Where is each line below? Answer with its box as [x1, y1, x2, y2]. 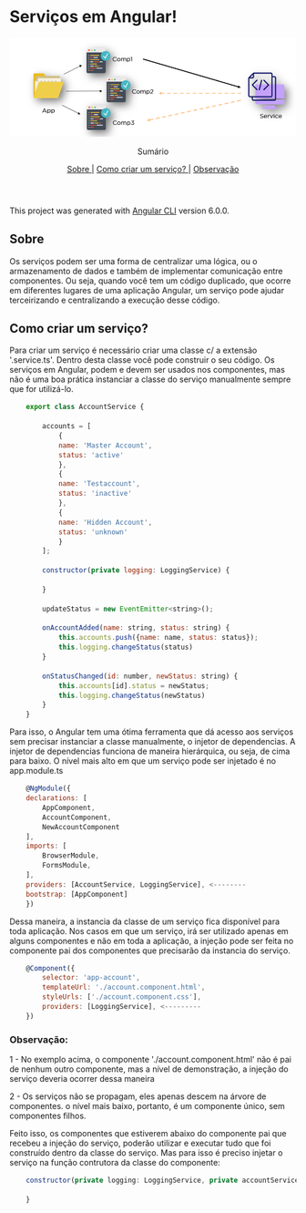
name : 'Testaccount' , [57, 479, 141, 488]
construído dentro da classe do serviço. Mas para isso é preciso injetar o [9, 1147, 283, 1158]
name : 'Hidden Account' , [57, 518, 153, 527]
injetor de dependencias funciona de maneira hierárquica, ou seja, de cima [9, 745, 291, 757]
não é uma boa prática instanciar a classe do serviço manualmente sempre [9, 374, 291, 385]
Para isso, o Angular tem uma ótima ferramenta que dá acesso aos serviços [9, 726, 294, 737]
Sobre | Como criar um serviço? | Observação [66, 163, 240, 174]
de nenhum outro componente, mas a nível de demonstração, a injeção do [9, 1064, 289, 1074]
